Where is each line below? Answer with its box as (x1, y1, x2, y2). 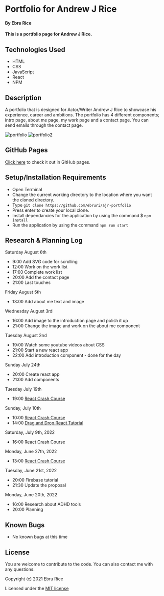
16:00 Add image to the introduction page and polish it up (12, 318, 128, 324)
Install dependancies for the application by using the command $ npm (12, 212, 151, 218)
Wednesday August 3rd (5, 308, 53, 314)
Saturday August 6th (5, 249, 47, 255)
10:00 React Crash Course (12, 415, 66, 421)
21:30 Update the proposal (12, 482, 66, 488)
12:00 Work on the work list (12, 264, 68, 270)
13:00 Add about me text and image (12, 299, 85, 305)
